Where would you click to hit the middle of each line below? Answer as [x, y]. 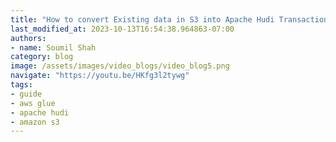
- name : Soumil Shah [53, 47]
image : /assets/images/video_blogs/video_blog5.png [120, 66]
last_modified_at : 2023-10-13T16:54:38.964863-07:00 [122, 29]
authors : [28, 38]
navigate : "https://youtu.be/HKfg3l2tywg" [100, 76]
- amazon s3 [35, 122]
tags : [21, 85]
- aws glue [33, 103]
